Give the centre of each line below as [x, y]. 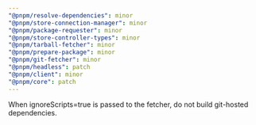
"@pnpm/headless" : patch [49, 67]
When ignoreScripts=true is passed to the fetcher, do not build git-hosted [128, 104]
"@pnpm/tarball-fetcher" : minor [62, 45]
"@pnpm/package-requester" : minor [66, 30]
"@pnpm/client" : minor [46, 74]
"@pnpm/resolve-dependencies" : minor [71, 15]
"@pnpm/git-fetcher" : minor [55, 60]
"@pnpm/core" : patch [43, 81]
